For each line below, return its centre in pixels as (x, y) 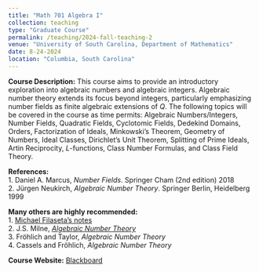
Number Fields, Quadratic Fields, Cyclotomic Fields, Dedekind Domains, (124, 123)
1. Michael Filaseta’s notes (50, 219)
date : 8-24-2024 (35, 52)
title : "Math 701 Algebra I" (56, 15)
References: (29, 171)
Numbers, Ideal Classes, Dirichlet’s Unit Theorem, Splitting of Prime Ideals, (129, 140)
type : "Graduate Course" (49, 30)
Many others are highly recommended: (73, 212)
